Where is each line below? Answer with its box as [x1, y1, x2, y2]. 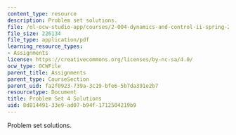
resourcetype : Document [7, 89, 77, 96]
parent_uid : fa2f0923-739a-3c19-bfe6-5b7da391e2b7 [7, 82, 159, 89]
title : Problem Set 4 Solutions [7, 96, 102, 103]
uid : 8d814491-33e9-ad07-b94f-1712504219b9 [7, 102, 137, 109]
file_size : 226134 [7, 30, 61, 37]
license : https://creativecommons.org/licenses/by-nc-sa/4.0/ [7, 56, 193, 63]
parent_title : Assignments [7, 69, 86, 76]
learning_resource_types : [7, 43, 83, 50]
